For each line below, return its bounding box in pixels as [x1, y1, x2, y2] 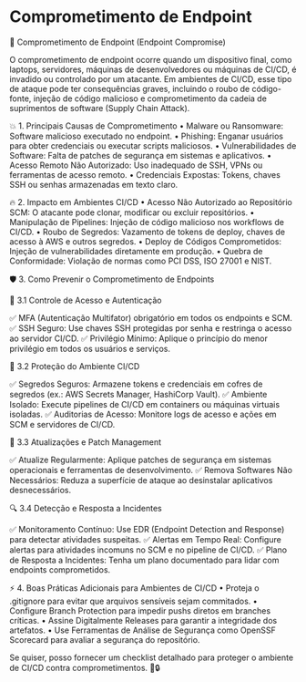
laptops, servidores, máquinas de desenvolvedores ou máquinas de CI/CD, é [9, 64, 297, 75]
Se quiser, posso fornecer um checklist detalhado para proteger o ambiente [9, 652, 294, 663]
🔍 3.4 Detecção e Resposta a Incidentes [9, 502, 162, 513]
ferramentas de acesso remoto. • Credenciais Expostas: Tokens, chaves [9, 169, 280, 180]
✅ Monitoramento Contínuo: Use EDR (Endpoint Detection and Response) [9, 523, 285, 534]
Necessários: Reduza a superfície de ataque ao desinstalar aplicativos [9, 474, 273, 485]
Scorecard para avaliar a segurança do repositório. [9, 634, 200, 645]
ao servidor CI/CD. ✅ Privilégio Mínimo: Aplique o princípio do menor [9, 333, 269, 344]
